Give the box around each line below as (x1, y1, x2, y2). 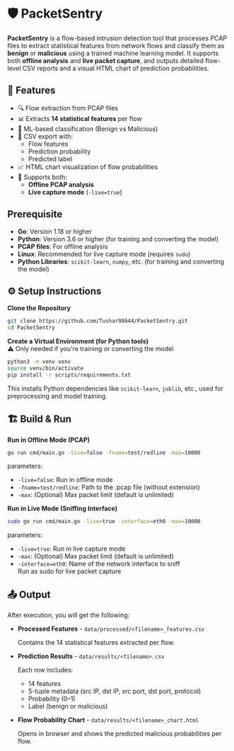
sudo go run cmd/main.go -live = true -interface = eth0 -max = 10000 (7, 518, 201, 525)
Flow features (28, 139, 69, 148)
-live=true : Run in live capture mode (17, 544, 126, 553)
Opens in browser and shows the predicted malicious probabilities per (17, 730, 222, 738)
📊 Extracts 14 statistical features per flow (17, 114, 143, 122)
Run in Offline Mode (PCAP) (7, 435, 90, 444)
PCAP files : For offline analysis (17, 242, 108, 251)
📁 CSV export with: (17, 132, 73, 140)
